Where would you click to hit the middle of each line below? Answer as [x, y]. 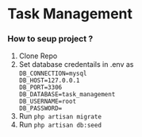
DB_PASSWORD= [40, 108]
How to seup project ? [50, 39]
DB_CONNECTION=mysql [53, 74]
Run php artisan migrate [60, 116]
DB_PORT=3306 [40, 88]
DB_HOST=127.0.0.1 [49, 80]
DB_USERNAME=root [48, 102]
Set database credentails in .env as [76, 65]
